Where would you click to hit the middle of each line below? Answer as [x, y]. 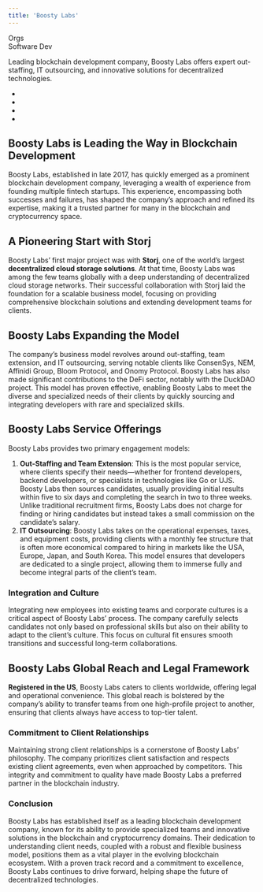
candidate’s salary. [50, 522]
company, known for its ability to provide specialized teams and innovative [129, 829]
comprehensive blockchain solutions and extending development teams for [130, 302]
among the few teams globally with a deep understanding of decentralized [129, 277]
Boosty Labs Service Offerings [85, 429]
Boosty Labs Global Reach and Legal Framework [129, 668]
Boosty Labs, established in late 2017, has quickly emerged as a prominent [129, 175]
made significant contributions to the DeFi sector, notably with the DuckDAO [132, 380]
